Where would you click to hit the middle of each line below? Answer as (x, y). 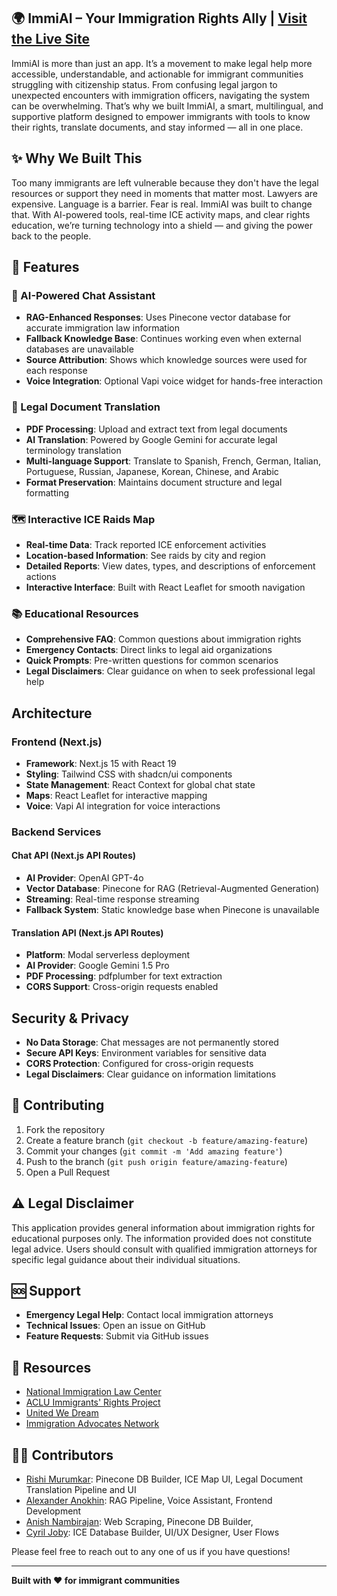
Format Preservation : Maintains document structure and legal (154, 482)
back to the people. (51, 236)
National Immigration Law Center (93, 1392)
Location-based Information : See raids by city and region (145, 555)
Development (53, 1511)
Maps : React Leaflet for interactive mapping (116, 795)
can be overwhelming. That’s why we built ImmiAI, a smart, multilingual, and (167, 106)
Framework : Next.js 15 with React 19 (101, 763)
